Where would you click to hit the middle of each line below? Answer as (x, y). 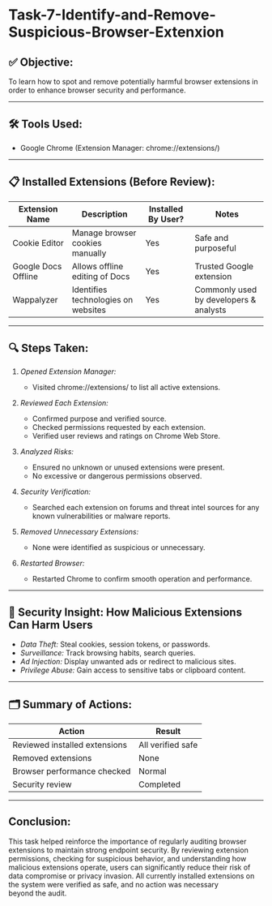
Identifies (89, 290)
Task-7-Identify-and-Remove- (112, 15)
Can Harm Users (51, 625)
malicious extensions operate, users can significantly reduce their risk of (130, 867)
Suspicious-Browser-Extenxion (116, 32)
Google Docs (37, 266)
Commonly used (225, 290)
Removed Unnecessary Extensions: (79, 532)
